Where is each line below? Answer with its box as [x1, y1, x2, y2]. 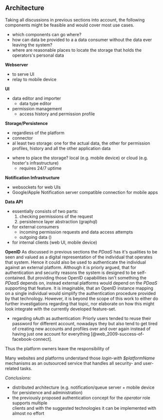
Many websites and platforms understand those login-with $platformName [5, 355, 155, 361]
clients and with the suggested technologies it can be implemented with [12, 405, 157, 411]
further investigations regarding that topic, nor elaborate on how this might [5, 300, 155, 307]
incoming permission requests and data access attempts [19, 229, 133, 235]
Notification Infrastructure [5, 174, 60, 180]
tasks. [20, 365, 33, 371]
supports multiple [12, 400, 48, 406]
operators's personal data [12, 52, 64, 58]
